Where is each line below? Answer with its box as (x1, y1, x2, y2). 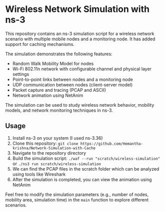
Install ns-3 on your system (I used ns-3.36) (12, 135, 103, 141)
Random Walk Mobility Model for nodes (12, 60, 94, 66)
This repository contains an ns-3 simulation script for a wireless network (5, 30, 154, 36)
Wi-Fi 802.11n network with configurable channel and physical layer (12, 66, 151, 72)
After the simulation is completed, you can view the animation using (12, 176, 152, 183)
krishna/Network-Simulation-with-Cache (12, 146, 96, 151)
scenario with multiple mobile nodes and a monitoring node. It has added (5, 36, 155, 42)
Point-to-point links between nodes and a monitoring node (12, 76, 133, 82)
